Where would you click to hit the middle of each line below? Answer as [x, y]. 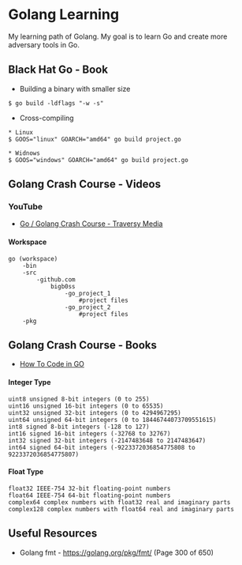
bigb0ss [63, 286]
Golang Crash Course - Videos [85, 185]
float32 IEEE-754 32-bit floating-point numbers [89, 488]
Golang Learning [64, 15]
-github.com [56, 279]
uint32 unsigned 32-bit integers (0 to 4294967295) [95, 412]
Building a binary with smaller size [75, 89]
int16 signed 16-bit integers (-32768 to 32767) [89, 433]
